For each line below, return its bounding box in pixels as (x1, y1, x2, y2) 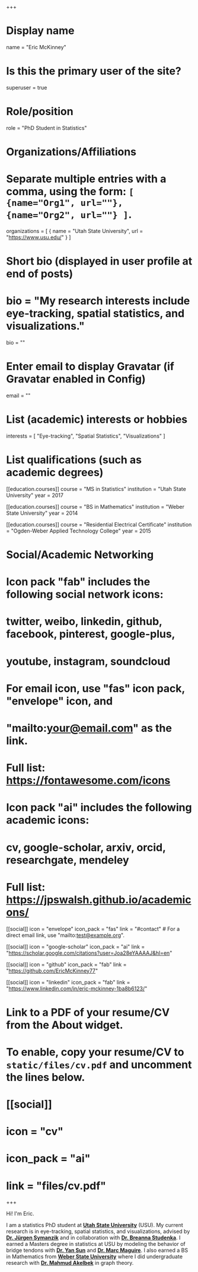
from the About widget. (6, 1018, 123, 1032)
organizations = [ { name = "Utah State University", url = (6, 227, 143, 234)
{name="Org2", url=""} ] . (6, 208, 132, 221)
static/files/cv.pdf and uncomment (6, 1058, 192, 1071)
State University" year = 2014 (6, 509, 78, 517)
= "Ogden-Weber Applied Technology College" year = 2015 (6, 527, 151, 534)
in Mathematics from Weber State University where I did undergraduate (6, 1253, 183, 1260)
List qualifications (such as (6, 453, 142, 467)
